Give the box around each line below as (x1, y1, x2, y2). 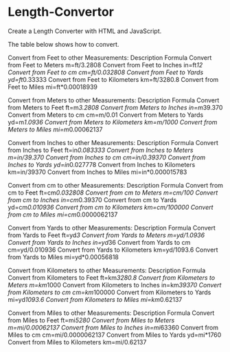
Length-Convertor (8, 4, 114, 20)
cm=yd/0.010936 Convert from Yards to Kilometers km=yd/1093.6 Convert (8, 245, 218, 254)
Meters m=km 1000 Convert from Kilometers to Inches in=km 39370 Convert (8, 280, 222, 289)
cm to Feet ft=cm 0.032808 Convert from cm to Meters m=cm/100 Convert (8, 188, 218, 197)
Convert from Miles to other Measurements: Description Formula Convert (8, 309, 215, 317)
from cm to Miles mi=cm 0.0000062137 (8, 210, 118, 219)
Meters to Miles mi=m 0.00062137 (8, 125, 103, 133)
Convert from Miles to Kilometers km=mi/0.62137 (8, 338, 147, 346)
